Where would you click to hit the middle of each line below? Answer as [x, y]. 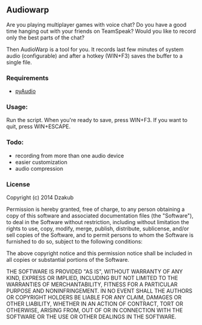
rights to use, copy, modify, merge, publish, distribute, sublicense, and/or [98, 228]
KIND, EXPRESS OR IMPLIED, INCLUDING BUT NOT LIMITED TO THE [92, 278]
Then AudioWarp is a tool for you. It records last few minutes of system [95, 49]
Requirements [28, 78]
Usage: [17, 107]
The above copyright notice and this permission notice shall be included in [99, 253]
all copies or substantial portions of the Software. [68, 260]
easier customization [41, 162]
